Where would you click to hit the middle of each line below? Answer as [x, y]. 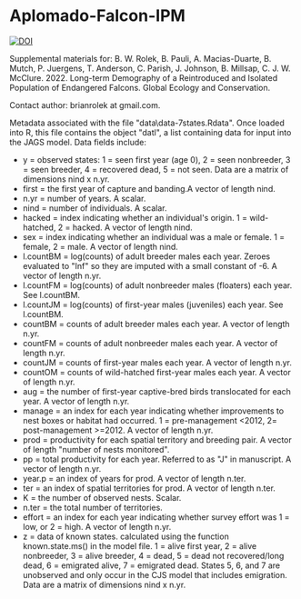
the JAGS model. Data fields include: [78, 142]
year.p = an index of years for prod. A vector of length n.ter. [134, 478]
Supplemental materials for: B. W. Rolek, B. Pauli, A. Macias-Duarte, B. [140, 58]
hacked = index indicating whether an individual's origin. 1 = [135, 217]
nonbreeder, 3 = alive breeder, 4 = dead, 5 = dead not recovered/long [153, 555]
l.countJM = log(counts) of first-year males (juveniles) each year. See [153, 304]
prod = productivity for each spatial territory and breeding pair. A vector [157, 439]
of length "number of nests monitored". [96, 449]
